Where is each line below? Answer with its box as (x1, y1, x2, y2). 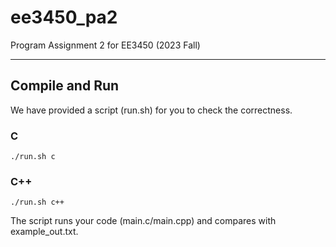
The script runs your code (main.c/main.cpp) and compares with (10, 215, 277, 227)
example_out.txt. (10, 226, 79, 238)
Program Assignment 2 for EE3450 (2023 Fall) (10, 39, 201, 51)
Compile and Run (10, 77, 120, 95)
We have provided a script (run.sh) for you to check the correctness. (10, 104, 293, 116)
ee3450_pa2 (10, 6, 118, 29)
